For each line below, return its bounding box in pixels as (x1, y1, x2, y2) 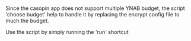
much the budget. (5, 17, 49, 25)
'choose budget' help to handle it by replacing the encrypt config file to (5, 11, 180, 18)
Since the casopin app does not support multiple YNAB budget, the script (5, 5, 185, 12)
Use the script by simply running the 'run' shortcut (5, 29, 129, 36)
